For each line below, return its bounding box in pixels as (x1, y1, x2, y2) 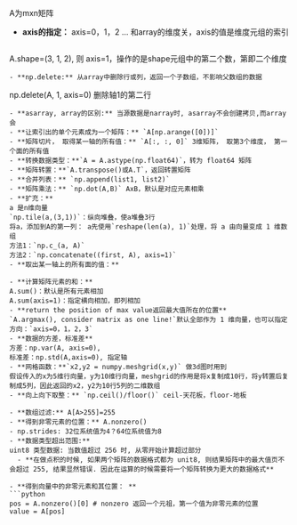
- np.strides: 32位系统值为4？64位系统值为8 (9, 427, 162, 436)
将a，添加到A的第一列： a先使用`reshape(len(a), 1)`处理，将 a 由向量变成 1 (9, 222, 271, 231)
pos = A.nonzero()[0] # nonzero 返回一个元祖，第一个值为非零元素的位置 (9, 499, 259, 508)
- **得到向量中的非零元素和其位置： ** (9, 482, 137, 491)
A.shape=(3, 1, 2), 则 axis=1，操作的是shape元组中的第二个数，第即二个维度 (9, 53, 287, 64)
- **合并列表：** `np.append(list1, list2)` (9, 175, 171, 184)
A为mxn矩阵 (9, 8, 54, 18)
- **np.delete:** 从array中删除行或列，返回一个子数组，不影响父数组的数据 (9, 73, 262, 82)
